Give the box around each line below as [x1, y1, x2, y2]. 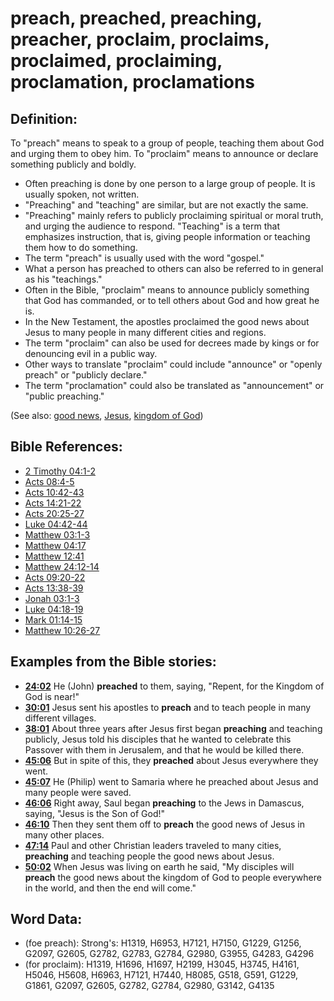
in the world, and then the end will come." [24, 882, 197, 894]
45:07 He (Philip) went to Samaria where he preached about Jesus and [24, 775, 319, 787]
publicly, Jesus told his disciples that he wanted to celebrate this [24, 733, 292, 745]
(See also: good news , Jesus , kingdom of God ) [10, 410, 204, 421]
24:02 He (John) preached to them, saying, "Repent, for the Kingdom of [24, 680, 325, 692]
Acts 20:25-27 [24, 507, 85, 519]
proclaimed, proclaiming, [10, 50, 223, 72]
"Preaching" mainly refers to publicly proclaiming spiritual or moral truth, [24, 210, 324, 221]
